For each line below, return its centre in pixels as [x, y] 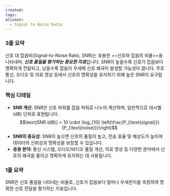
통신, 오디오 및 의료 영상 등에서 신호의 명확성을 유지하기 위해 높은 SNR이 [77, 74]
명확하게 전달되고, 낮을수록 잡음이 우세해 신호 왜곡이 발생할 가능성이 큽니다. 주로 [85, 68]
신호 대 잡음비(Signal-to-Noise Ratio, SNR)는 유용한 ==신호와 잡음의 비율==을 [84, 55]
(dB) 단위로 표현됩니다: [35, 114]
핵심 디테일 [18, 95]
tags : [11, 15]
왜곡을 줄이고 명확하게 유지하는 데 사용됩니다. [67, 155]
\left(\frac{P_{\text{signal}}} [130, 122]
